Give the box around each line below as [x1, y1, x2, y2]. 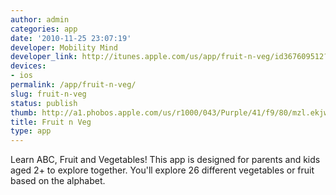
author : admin [10, 14, 70, 25]
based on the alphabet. [10, 175, 106, 187]
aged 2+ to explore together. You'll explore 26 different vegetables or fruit [10, 164, 315, 176]
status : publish [10, 98, 78, 108]
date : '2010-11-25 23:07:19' [10, 33, 132, 43]
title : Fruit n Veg [10, 117, 92, 127]
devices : [10, 61, 47, 71]
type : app [10, 126, 52, 136]
